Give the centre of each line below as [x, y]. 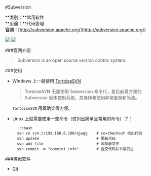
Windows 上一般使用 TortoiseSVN [47, 81]
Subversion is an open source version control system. [72, 60]
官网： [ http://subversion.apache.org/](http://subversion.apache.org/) [75, 30]
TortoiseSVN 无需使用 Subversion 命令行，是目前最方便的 [83, 91]
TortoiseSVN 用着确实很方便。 [42, 108]
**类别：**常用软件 [25, 17]
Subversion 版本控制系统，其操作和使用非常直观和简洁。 [82, 98]
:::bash [25, 128]
